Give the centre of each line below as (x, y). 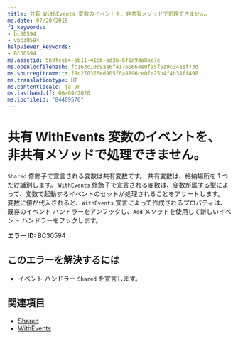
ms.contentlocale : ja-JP (44, 87)
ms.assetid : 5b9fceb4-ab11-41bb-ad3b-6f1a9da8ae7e (84, 60)
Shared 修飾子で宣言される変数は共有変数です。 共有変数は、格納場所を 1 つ (118, 176)
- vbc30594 (23, 41)
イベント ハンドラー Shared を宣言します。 (80, 279)
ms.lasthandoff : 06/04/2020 (49, 93)
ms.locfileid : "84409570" (45, 100)
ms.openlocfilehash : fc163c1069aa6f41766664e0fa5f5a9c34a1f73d (103, 67)
